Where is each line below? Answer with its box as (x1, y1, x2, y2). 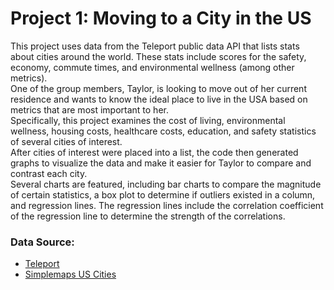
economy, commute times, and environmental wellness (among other (10, 61, 295, 73)
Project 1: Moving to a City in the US (10, 7, 312, 30)
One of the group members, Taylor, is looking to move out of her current (10, 82, 307, 94)
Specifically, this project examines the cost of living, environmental (10, 114, 286, 126)
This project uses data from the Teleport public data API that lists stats (10, 40, 300, 52)
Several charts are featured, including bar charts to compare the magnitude (10, 178, 322, 190)
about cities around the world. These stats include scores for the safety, (10, 50, 307, 62)
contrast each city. (10, 167, 88, 179)
